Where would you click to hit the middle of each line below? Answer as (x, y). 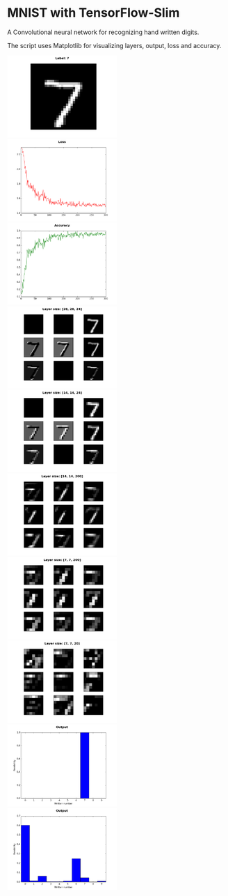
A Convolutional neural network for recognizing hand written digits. (103, 32)
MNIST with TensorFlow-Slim (93, 13)
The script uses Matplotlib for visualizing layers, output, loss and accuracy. (114, 45)
